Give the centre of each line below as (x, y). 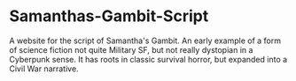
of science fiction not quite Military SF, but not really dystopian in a (131, 49)
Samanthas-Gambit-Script (109, 16)
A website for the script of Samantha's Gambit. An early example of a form (145, 40)
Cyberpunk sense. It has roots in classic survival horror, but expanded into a (148, 59)
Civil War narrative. (44, 69)
